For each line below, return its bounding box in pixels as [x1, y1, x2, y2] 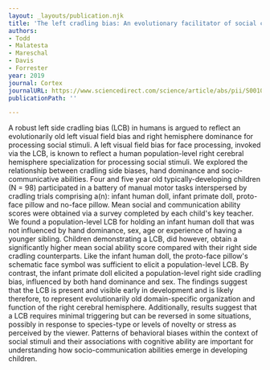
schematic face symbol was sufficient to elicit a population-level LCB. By [8, 260, 249, 269]
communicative [8, 175, 59, 184]
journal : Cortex [8, 79, 63, 87]
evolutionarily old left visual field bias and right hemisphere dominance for [8, 132, 254, 142]
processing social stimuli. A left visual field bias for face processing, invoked [8, 140, 261, 150]
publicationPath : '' [8, 94, 78, 102]
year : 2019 [8, 72, 45, 80]
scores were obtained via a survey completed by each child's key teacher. [8, 208, 254, 218]
